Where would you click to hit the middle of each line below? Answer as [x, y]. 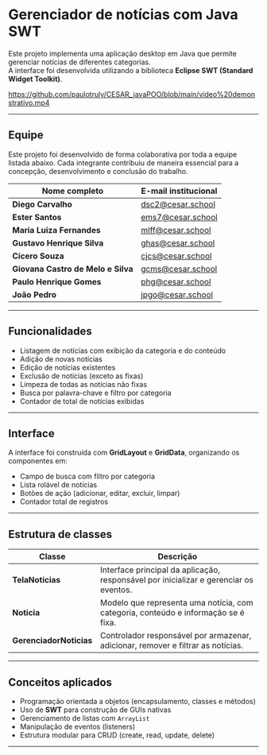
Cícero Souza [39, 256]
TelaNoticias [37, 580]
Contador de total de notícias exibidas [82, 401]
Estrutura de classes [60, 534]
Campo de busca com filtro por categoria [87, 476]
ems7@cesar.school [179, 217]
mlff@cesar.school [176, 230]
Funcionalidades [50, 331]
